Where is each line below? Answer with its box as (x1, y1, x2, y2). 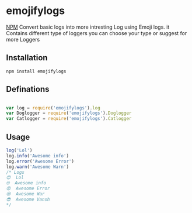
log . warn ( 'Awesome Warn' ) (6, 164, 69, 170)
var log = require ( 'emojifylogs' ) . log (6, 105, 100, 111)
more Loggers (6, 36, 40, 43)
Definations (6, 84, 50, 94)
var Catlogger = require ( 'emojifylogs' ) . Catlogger (6, 116, 132, 122)
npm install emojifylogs (6, 68, 67, 74)
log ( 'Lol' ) (6, 147, 33, 153)
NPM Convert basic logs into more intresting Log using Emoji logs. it (6, 23, 170, 30)
